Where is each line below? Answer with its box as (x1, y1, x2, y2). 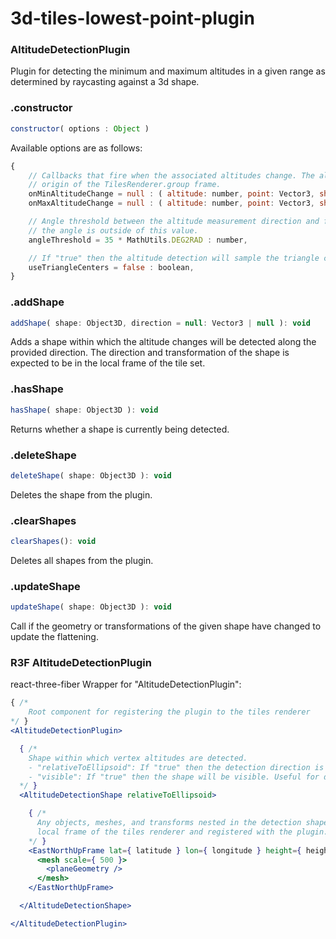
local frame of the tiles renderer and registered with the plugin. (36, 827, 329, 837)
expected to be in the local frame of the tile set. (10, 357, 206, 369)
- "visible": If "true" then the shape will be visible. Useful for (28, 772, 320, 782)
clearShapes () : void (10, 537, 97, 547)
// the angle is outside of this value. (28, 225, 199, 236)
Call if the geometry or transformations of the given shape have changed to (10, 620, 322, 632)
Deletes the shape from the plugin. (10, 488, 153, 501)
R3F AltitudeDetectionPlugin (10, 656, 152, 670)
